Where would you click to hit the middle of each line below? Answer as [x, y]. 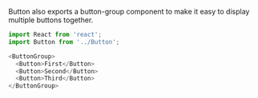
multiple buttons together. [51, 20]
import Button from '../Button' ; [64, 42]
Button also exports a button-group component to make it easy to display [129, 12]
